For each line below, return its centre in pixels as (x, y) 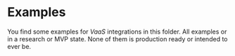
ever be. (19, 46)
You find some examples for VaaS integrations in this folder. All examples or (117, 31)
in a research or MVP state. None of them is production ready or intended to (118, 38)
